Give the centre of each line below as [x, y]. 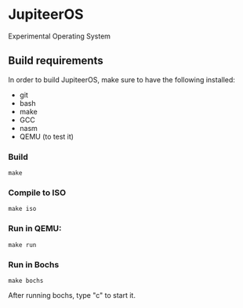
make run [22, 245]
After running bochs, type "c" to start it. [72, 295]
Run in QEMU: [35, 229]
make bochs [26, 281]
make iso [22, 209]
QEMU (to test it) [47, 136]
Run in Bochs [34, 264]
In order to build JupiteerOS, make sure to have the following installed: [121, 79]
